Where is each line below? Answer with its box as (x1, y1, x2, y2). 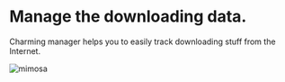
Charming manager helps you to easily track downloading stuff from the (9, 36, 276, 47)
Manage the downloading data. (9, 6, 247, 27)
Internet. (9, 45, 41, 56)
